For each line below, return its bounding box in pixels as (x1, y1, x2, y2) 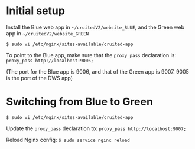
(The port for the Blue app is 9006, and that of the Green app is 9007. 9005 (6, 68, 189, 75)
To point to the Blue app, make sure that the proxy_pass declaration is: (6, 51, 176, 58)
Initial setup (6, 4, 65, 18)
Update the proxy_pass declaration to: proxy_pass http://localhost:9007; (6, 125, 187, 132)
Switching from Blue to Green (6, 95, 154, 108)
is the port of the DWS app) (6, 74, 73, 81)
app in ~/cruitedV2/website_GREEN (6, 29, 89, 37)
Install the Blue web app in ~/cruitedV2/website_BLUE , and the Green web (6, 24, 185, 31)
